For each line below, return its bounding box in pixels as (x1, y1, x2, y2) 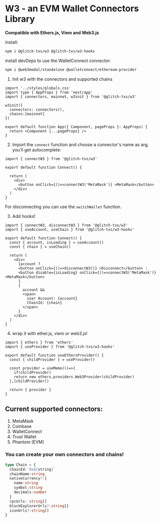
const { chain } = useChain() (9, 244, 71, 249)
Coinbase (12, 423, 32, 429)
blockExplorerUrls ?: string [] (9, 503, 69, 508)
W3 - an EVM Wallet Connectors (5, 3, 139, 14)
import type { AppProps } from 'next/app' (5, 90, 93, 95)
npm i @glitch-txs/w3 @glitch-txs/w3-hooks (5, 49, 95, 54)
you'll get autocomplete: (12, 147, 61, 153)
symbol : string (14, 485, 43, 490)
